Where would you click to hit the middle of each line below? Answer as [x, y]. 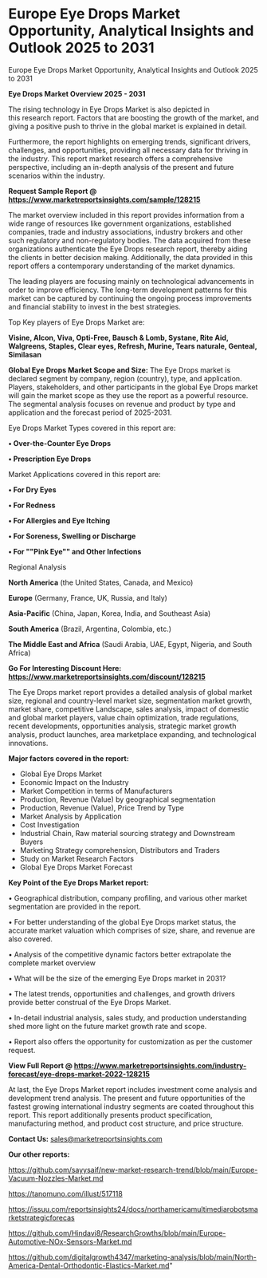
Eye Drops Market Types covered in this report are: [92, 428]
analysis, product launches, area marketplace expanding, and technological [132, 734]
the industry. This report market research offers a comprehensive [116, 158]
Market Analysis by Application [71, 816]
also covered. [31, 939]
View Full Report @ [41, 1065]
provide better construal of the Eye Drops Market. [90, 1002]
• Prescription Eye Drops [50, 459]
